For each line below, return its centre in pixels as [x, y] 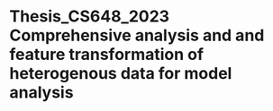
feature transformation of [107, 55]
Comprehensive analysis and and [137, 35]
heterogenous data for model [121, 74]
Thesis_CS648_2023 [89, 17]
